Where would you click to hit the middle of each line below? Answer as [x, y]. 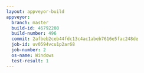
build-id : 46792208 [35, 28]
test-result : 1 [30, 61]
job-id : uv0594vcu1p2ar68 [43, 45]
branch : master [30, 22]
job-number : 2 [29, 50]
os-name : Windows [33, 55]
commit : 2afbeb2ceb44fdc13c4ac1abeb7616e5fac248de [75, 39]
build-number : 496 [34, 34]
